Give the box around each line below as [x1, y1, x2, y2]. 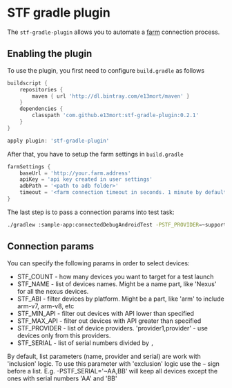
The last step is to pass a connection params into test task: [7, 208, 175, 216]
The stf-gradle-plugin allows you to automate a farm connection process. [7, 28, 220, 36]
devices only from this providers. [17, 331, 111, 339]
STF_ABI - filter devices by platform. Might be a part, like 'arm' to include [17, 294, 224, 303]
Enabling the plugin [7, 48, 93, 60]
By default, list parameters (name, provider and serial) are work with [7, 352, 202, 360]
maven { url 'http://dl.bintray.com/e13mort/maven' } [32, 92, 190, 100]
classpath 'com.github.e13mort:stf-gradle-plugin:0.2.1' [32, 112, 199, 119]
